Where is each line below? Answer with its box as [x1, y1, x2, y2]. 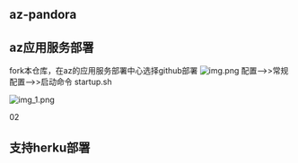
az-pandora [9, 7, 77, 22]
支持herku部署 [9, 140, 91, 155]
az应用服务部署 [9, 39, 94, 55]
